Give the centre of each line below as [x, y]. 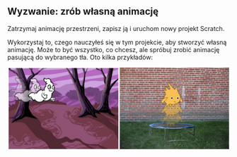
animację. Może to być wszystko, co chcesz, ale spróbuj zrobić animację [114, 49]
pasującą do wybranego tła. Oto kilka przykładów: [80, 57]
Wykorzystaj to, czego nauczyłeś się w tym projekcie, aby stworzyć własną [117, 42]
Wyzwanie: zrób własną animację [83, 12]
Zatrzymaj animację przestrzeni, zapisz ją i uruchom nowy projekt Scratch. [116, 28]
